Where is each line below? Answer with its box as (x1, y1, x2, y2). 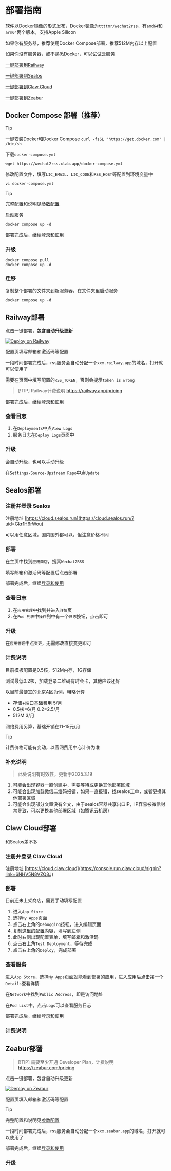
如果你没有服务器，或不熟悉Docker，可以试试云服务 (5, 51, 116, 57)
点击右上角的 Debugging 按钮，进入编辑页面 (12, 921, 102, 928)
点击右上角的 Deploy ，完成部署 (12, 947, 77, 953)
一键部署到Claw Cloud (5, 83, 52, 90)
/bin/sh (5, 141, 22, 146)
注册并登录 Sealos (5, 503, 50, 510)
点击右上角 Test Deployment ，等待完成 (12, 940, 93, 947)
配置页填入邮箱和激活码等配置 (5, 1096, 68, 1102)
